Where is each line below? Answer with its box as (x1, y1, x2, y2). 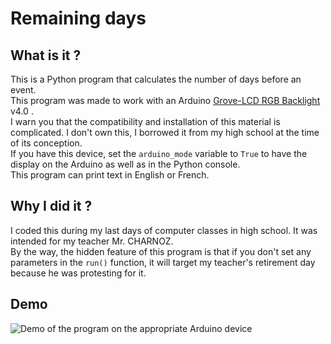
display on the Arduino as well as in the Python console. (10, 158, 241, 170)
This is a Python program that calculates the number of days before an (10, 73, 302, 85)
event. (10, 84, 37, 96)
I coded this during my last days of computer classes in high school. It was (10, 224, 318, 236)
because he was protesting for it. (10, 267, 147, 279)
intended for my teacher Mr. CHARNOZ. (10, 235, 174, 247)
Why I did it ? (10, 198, 93, 215)
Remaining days (10, 7, 147, 30)
